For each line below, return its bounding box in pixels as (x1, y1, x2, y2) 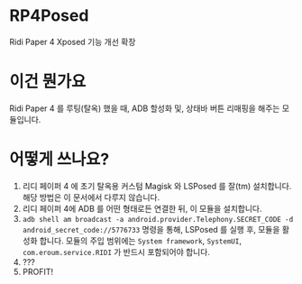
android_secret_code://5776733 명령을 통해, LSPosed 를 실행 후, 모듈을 (22, 224, 280, 234)
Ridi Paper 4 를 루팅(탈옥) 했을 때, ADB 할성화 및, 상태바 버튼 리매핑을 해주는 (9, 103, 280, 114)
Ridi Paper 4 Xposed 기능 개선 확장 (9, 36, 136, 47)
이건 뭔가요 (9, 71, 87, 92)
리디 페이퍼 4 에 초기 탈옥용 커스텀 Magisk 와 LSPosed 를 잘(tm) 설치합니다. (22, 180, 292, 191)
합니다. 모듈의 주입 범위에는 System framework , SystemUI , (39, 235, 242, 246)
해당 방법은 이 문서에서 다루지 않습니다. (22, 191, 160, 203)
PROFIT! (22, 266, 54, 277)
